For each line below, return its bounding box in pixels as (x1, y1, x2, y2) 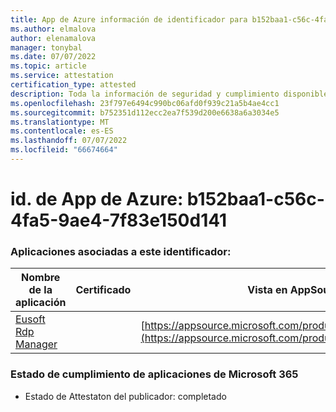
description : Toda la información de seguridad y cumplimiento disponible (10, 89, 329, 99)
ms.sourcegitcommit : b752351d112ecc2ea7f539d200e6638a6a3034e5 (10, 107, 280, 118)
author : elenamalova (10, 33, 97, 43)
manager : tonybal (10, 42, 83, 53)
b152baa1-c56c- (186, 188, 325, 211)
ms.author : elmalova (10, 24, 97, 34)
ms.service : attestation (10, 71, 114, 81)
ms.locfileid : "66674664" (10, 145, 118, 155)
